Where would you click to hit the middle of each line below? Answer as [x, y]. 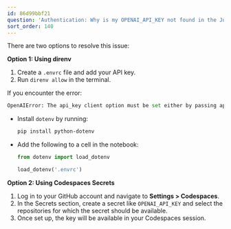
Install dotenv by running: [52, 119]
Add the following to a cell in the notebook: [78, 144]
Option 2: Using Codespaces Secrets [61, 182]
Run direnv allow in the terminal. [64, 80]
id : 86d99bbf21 [29, 13]
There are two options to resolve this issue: [68, 46]
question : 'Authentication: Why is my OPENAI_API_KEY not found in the [112, 20]
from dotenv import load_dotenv [63, 157]
